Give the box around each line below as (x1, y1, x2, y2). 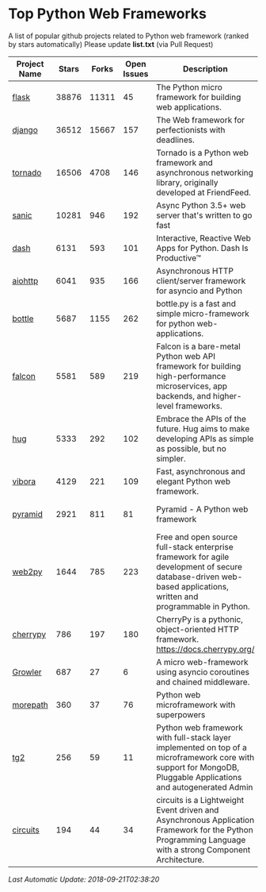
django (12, 124, 38, 135)
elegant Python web (155, 476, 231, 487)
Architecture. (155, 854, 204, 865)
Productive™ (155, 252, 202, 263)
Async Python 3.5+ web (155, 199, 246, 210)
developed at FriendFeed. (155, 187, 252, 198)
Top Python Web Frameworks (8, 5, 207, 23)
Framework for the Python (155, 824, 253, 835)
